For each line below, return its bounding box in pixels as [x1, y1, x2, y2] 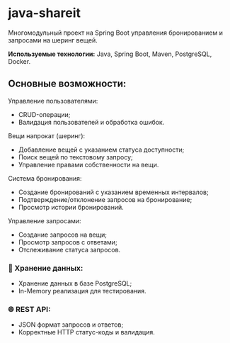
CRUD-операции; [18, 110, 71, 118]
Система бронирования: [8, 174, 82, 182]
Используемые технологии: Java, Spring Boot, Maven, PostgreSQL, [8, 50, 212, 58]
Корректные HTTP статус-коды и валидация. [18, 328, 155, 337]
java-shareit [8, 5, 81, 21]
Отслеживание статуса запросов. [18, 245, 121, 254]
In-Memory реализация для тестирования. [18, 287, 147, 296]
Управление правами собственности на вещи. [18, 160, 159, 169]
